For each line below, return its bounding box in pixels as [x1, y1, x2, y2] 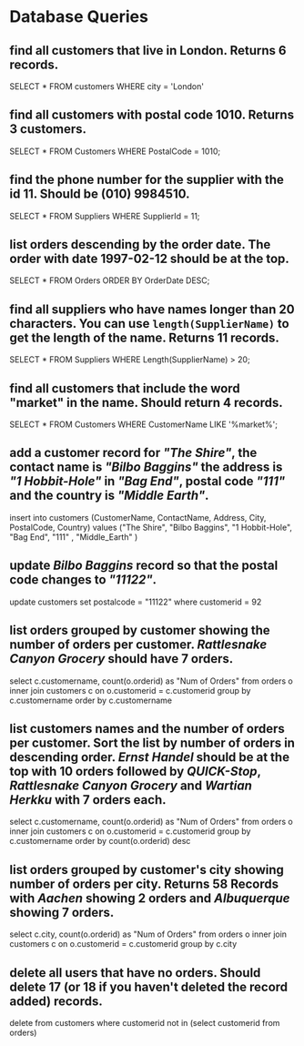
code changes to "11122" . [9, 572, 157, 588]
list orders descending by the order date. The [9, 237, 271, 252]
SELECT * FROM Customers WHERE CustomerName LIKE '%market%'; [9, 419, 278, 430]
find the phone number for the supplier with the [9, 172, 285, 188]
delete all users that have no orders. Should [9, 965, 261, 980]
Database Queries [9, 6, 148, 27]
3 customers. [9, 121, 87, 137]
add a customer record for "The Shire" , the [9, 445, 258, 461]
